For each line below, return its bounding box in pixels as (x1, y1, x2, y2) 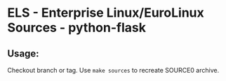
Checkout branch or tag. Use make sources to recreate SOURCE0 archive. (7, 66, 220, 74)
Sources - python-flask (7, 20, 146, 36)
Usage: (7, 47, 40, 59)
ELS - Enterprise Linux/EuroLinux (7, 5, 205, 21)
